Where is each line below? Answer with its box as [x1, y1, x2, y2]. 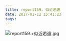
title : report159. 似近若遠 [5, 7, 61, 12]
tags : [5, 16, 16, 21]
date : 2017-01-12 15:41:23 [5, 12, 61, 17]
